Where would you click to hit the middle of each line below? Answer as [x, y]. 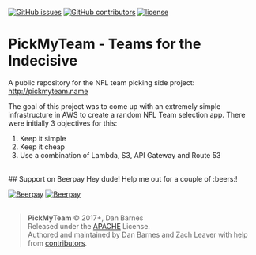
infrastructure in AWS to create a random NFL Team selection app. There [127, 114]
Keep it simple [43, 138]
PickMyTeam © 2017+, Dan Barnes [85, 218]
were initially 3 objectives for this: [63, 123]
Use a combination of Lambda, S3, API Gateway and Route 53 [120, 155]
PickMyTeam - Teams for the [105, 44]
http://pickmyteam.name [48, 91]
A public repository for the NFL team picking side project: [102, 82]
